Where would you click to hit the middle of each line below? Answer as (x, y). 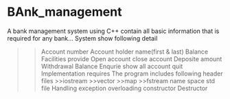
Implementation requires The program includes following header (132, 74)
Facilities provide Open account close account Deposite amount (131, 58)
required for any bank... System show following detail (82, 38)
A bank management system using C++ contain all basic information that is (113, 31)
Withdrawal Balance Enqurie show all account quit (112, 66)
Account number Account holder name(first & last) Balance (124, 52)
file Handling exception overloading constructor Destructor (124, 88)
